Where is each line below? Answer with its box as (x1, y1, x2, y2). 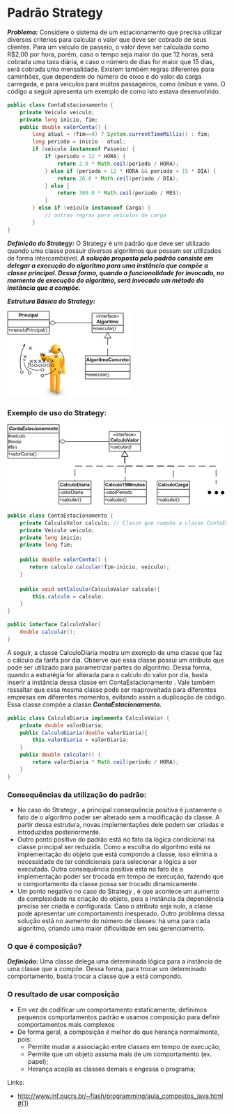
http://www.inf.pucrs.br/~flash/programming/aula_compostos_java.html (17, 1092, 224, 1100)
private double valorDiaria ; (19, 722, 104, 729)
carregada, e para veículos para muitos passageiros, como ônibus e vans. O (7, 79, 226, 88)
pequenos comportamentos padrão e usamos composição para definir (17, 1012, 221, 1021)
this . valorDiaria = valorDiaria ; (32, 736, 130, 743)
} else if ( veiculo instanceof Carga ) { (32, 204, 151, 212)
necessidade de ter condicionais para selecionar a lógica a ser (17, 858, 197, 866)
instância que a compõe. (7, 284, 81, 292)
